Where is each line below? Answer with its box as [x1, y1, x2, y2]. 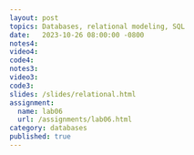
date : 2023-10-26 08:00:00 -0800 [9, 30, 145, 39]
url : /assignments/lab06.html [17, 115, 132, 124]
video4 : [9, 47, 39, 57]
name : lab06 [17, 107, 64, 116]
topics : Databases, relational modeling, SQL [9, 22, 185, 31]
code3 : [9, 81, 35, 90]
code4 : [9, 56, 35, 65]
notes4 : [9, 38, 39, 48]
